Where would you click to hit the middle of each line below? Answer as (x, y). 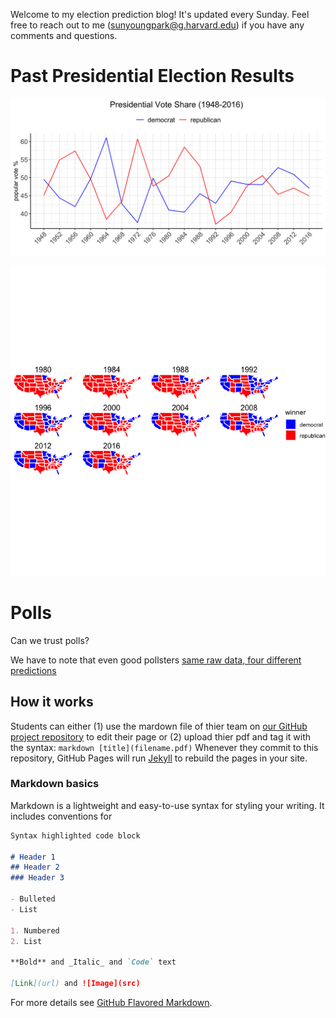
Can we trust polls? (50, 640)
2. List (26, 941)
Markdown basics (55, 784)
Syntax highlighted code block (75, 835)
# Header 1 (33, 857)
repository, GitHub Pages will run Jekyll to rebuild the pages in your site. (159, 758)
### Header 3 (37, 878)
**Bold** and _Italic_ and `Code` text (93, 962)
